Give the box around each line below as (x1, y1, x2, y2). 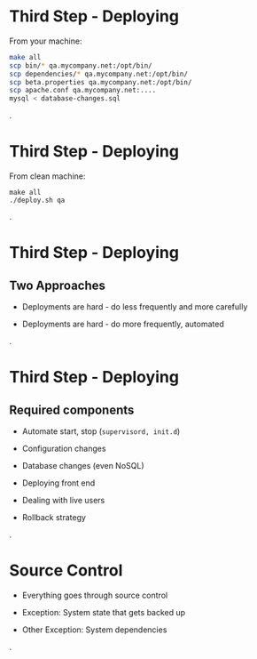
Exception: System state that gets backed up (21, 607, 186, 618)
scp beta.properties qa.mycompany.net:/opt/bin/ (9, 77, 192, 86)
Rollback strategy (21, 512, 87, 523)
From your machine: (9, 36, 82, 46)
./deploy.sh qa (9, 196, 66, 205)
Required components (9, 402, 135, 417)
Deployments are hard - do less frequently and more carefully (21, 301, 248, 312)
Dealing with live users (21, 495, 105, 506)
